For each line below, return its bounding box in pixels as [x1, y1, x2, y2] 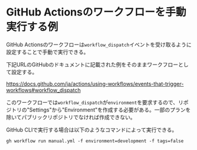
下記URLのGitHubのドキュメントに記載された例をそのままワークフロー [6, 60, 179, 68]
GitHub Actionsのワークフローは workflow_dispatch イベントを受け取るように [6, 41, 192, 48]
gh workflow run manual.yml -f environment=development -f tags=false [6, 138, 184, 144]
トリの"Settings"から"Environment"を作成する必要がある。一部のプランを [11, 106, 191, 113]
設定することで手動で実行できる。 [6, 48, 89, 55]
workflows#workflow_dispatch [6, 87, 81, 94]
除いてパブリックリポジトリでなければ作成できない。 [6, 113, 136, 120]
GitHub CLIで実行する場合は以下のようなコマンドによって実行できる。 [6, 126, 177, 133]
